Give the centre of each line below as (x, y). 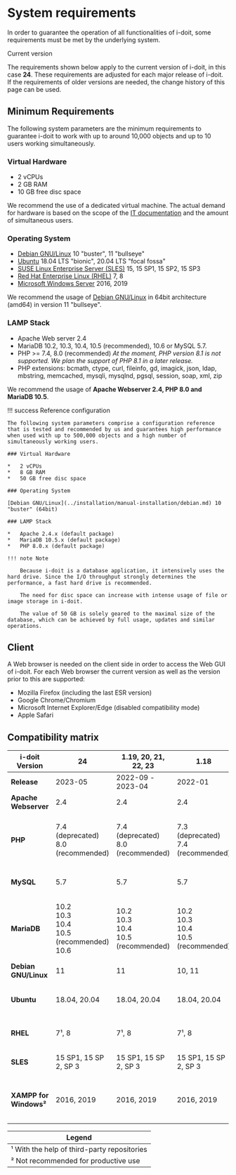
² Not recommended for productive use (76, 1161)
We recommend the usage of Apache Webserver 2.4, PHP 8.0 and (105, 389)
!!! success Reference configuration (59, 410)
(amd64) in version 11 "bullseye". (54, 305)
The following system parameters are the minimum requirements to (104, 129)
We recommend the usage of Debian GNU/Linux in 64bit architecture (107, 297)
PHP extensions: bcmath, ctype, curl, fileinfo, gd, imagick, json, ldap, (117, 368)
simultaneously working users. (53, 441)
